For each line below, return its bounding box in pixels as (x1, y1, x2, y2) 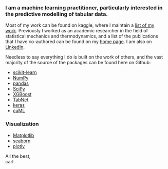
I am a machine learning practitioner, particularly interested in (5, 4, 163, 11)
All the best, (5, 153, 31, 159)
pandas (12, 80, 29, 86)
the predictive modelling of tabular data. (5, 10, 108, 17)
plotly (12, 143, 25, 149)
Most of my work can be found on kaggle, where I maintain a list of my (5, 22, 155, 28)
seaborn (12, 138, 31, 144)
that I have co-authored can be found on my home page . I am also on (5, 39, 152, 45)
